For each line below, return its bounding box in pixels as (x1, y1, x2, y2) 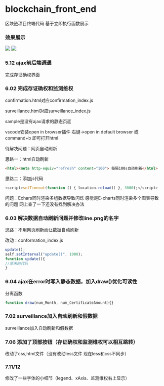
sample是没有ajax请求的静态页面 (5, 118, 72, 124)
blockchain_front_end (5, 3, 96, 15)
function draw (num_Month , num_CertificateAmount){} (5, 300, 114, 305)
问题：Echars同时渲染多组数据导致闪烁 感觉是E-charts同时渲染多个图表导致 (5, 195, 159, 201)
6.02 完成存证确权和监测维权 (5, 85, 74, 92)
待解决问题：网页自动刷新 (5, 145, 57, 151)
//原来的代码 (5, 261, 28, 266)
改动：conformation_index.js (5, 237, 63, 243)
